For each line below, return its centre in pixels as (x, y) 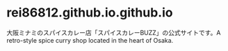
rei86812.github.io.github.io (90, 13)
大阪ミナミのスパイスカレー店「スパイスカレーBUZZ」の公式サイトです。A (114, 32)
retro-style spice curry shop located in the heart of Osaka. (90, 40)
